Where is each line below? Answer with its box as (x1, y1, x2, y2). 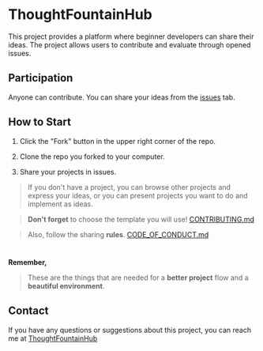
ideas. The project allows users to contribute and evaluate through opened (8, 40, 251, 49)
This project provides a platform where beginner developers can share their (8, 32, 254, 41)
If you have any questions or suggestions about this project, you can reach (8, 325, 251, 334)
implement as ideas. (27, 199, 93, 209)
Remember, (8, 257, 47, 266)
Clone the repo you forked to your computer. (19, 152, 165, 161)
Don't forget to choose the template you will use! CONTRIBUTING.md (27, 214, 255, 224)
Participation (8, 71, 73, 85)
